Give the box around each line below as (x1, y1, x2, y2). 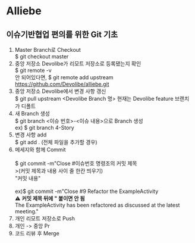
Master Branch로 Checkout (14, 46, 81, 53)
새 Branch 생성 (14, 110, 51, 117)
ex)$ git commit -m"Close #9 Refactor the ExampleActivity (14, 188, 159, 195)
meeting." (14, 208, 39, 215)
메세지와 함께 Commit (14, 146, 67, 153)
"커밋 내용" (14, 175, 41, 182)
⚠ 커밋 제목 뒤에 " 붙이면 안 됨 (14, 195, 85, 202)
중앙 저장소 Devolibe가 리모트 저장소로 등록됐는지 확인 (14, 60, 141, 67)
